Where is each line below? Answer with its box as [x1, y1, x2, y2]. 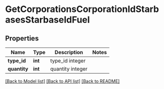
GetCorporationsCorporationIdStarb [5, 3, 159, 15]
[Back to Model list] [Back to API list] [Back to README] [5, 78, 120, 84]
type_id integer [50, 57, 86, 64]
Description [54, 49, 83, 55]
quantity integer [50, 65, 87, 72]
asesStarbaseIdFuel [5, 14, 90, 25]
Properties [5, 34, 39, 42]
